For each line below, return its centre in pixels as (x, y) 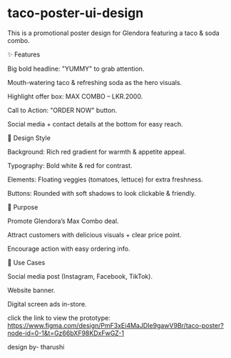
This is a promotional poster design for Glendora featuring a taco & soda (113, 33)
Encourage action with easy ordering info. (69, 249)
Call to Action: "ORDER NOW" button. (62, 110)
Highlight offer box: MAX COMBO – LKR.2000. (75, 96)
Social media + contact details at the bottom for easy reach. (95, 124)
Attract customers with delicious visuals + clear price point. (94, 234)
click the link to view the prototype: (59, 318)
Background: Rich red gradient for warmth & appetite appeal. (97, 151)
